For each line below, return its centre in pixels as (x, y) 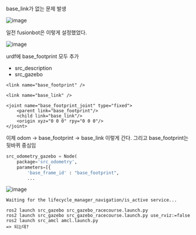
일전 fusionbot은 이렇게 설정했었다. (46, 32)
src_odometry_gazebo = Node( (42, 156)
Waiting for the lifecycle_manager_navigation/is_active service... (92, 200)
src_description (33, 68)
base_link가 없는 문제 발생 (36, 9)
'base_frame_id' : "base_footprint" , (73, 173)
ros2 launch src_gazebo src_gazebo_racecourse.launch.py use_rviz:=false (98, 216)
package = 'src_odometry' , (47, 162)
